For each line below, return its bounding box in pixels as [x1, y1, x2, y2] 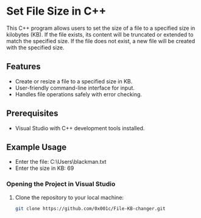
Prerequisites [6, 108, 58, 119]
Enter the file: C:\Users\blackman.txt [15, 158, 107, 166]
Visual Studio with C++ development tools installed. [15, 124, 145, 132]
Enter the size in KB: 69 [15, 164, 74, 172]
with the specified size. [6, 44, 65, 51]
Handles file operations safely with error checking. [15, 90, 142, 98]
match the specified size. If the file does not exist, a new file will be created [6, 37, 196, 44]
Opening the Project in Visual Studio [6, 180, 116, 188]
